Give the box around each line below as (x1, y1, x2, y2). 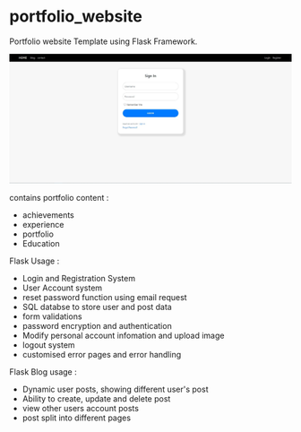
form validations (21, 311, 82, 322)
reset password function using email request (21, 291, 187, 302)
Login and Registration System (21, 272, 136, 283)
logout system (21, 339, 75, 350)
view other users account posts (21, 402, 139, 413)
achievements (21, 209, 74, 220)
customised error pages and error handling (21, 349, 182, 359)
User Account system (21, 282, 103, 293)
